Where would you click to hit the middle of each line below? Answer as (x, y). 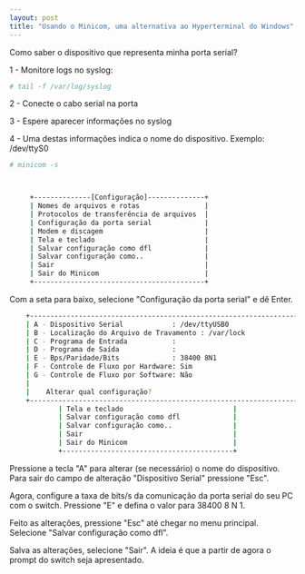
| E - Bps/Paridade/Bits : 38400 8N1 (122, 358)
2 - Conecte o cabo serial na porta (74, 104)
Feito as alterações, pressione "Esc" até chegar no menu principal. (134, 522)
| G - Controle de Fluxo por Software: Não (109, 375)
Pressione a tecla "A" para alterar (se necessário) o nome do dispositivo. (145, 468)
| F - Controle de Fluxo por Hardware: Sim (109, 367)
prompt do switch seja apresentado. (77, 559)
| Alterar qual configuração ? (89, 391)
